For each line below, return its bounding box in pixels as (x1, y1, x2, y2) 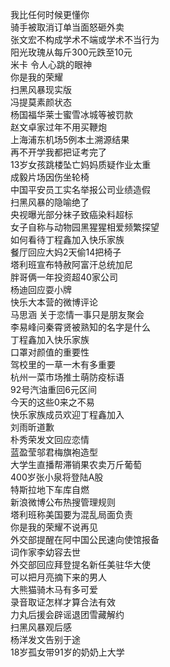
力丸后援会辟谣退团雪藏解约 (10, 609, 125, 620)
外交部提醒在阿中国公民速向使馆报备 (10, 534, 160, 545)
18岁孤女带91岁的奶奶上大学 (10, 646, 125, 658)
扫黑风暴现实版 (10, 84, 72, 95)
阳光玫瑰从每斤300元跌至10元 (10, 46, 133, 58)
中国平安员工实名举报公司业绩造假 (10, 184, 151, 195)
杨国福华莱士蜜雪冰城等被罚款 (10, 109, 133, 120)
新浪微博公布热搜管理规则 (10, 496, 116, 508)
